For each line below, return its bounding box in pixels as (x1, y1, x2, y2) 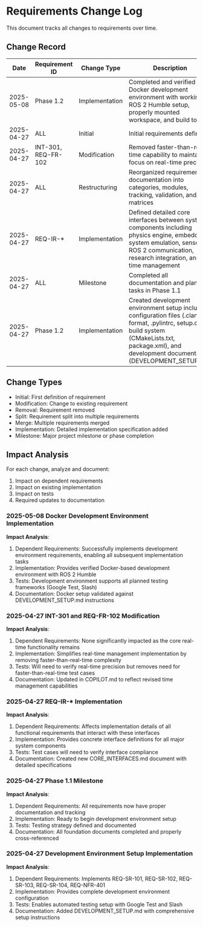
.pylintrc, (150, 318, 175, 327)
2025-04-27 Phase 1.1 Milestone (6, 777, 104, 785)
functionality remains (27, 643, 80, 651)
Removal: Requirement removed (14, 406, 95, 413)
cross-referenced (14, 834, 59, 842)
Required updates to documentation (14, 497, 105, 504)
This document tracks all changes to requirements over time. (6, 24, 158, 32)
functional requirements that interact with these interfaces (14, 729, 160, 737)
